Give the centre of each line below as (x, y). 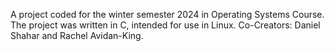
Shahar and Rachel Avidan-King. (77, 35)
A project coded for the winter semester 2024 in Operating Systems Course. (167, 14)
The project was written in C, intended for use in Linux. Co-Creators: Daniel (165, 25)
